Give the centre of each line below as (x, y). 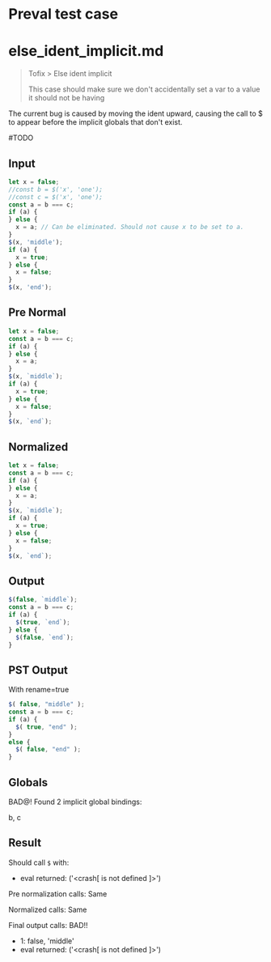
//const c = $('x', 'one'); (56, 197)
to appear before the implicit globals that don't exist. (95, 122)
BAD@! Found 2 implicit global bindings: (75, 802)
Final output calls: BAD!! (48, 925)
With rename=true (39, 690)
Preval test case (64, 14)
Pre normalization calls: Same (58, 894)
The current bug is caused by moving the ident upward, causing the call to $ (135, 113)
